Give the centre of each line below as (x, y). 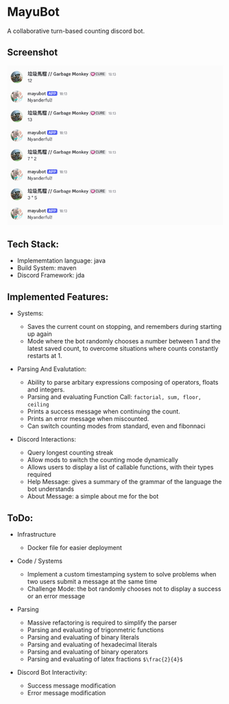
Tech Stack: (33, 244)
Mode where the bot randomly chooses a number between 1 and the (124, 341)
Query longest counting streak (70, 452)
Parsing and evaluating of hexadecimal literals (92, 644)
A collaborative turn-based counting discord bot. (76, 31)
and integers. (46, 390)
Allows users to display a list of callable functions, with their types (120, 468)
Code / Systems (40, 561)
